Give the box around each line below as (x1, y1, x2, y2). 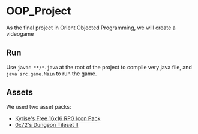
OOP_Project (6, 4, 71, 18)
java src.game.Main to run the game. (6, 70, 97, 77)
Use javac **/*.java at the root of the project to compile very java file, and (6, 63, 192, 71)
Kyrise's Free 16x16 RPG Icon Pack (14, 115, 101, 122)
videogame (6, 30, 34, 37)
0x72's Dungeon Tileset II (14, 121, 79, 128)
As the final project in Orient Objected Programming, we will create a (6, 24, 176, 31)
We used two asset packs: (6, 103, 71, 110)
